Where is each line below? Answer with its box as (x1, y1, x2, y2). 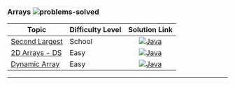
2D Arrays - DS (10, 48, 62, 58)
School (69, 37, 93, 47)
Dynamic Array (10, 59, 60, 69)
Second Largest (10, 37, 63, 47)
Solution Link (128, 25, 173, 35)
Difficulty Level (69, 25, 122, 35)
